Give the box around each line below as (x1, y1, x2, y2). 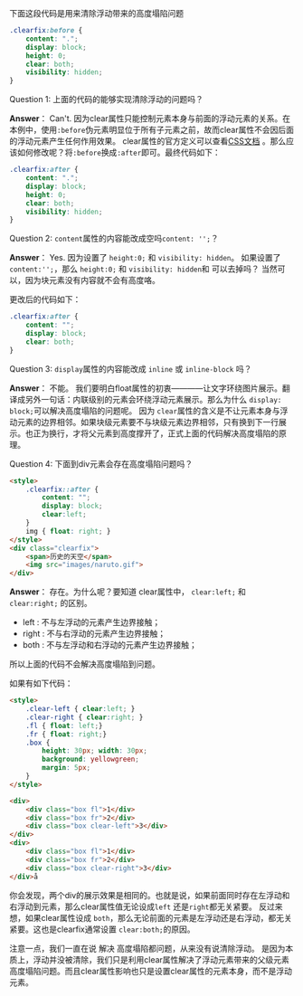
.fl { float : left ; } (25, 721, 103, 730)
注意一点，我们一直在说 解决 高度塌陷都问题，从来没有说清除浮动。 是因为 (9, 943, 286, 953)
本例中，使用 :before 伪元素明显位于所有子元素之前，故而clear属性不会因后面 (9, 125, 294, 136)
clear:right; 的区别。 (9, 598, 92, 609)
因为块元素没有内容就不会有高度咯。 (24, 275, 160, 286)
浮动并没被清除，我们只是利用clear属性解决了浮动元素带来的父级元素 (33, 953, 289, 965)
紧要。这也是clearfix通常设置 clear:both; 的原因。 (9, 924, 195, 934)
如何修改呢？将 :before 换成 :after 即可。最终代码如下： (16, 147, 222, 158)
